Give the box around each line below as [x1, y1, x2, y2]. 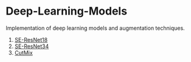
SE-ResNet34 [14, 43, 49, 50]
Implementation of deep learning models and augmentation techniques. [5, 24, 185, 32]
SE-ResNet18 [14, 36, 48, 43]
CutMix [14, 49, 33, 56]
